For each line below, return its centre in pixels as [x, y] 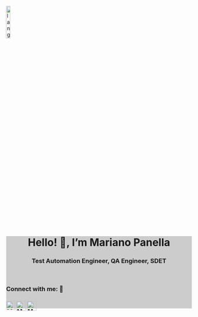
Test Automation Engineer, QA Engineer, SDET [99, 261]
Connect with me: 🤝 [35, 289]
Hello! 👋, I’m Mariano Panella [99, 243]
